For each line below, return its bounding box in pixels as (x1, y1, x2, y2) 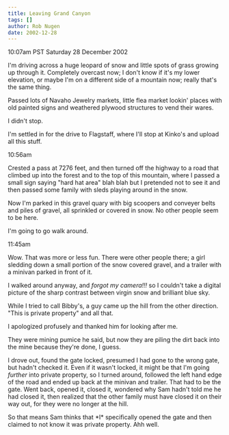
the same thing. (8, 83, 52, 91)
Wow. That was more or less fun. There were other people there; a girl (8, 253, 206, 262)
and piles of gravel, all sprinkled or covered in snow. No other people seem (8, 206, 219, 214)
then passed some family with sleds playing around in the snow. (8, 186, 188, 194)
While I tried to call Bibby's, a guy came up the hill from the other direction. (8, 302, 219, 310)
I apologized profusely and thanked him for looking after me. (8, 323, 178, 331)
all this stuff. (8, 138, 42, 146)
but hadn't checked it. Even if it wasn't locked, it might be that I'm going (8, 364, 211, 372)
